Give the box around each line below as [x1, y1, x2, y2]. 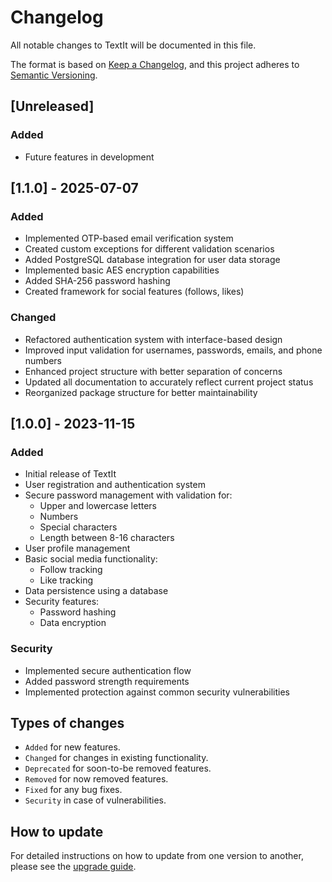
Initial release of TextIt [24, 468, 117, 480]
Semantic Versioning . [10, 69, 98, 81]
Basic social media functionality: [24, 553, 158, 565]
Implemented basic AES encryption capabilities [24, 264, 220, 276]
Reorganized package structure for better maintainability [24, 386, 258, 398]
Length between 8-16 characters [39, 532, 175, 544]
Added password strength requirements [24, 675, 190, 687]
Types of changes [10, 714, 125, 731]
